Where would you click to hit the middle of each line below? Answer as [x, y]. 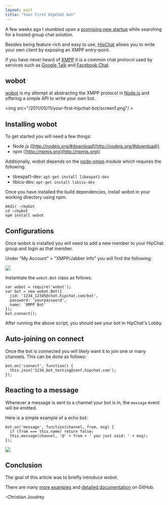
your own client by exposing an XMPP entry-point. [58, 50]
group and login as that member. [39, 248]
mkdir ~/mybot [20, 207]
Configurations [30, 231]
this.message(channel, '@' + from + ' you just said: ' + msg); [79, 436]
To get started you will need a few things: [48, 136]
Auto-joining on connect [45, 339]
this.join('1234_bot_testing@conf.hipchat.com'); [63, 370]
